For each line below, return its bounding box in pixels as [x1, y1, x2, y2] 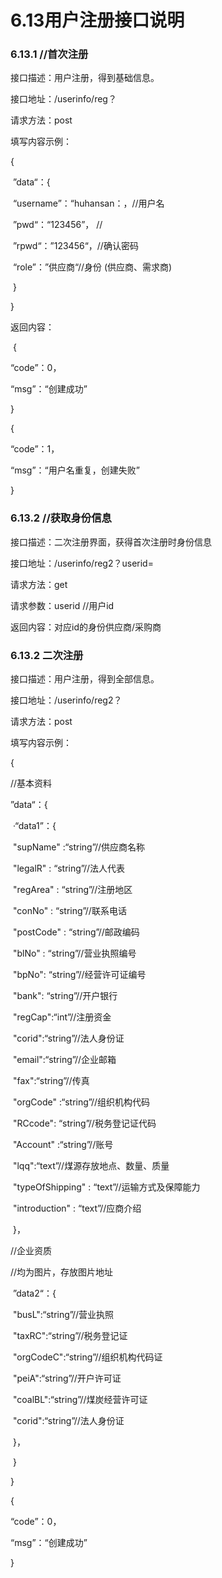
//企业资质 [10, 1245, 53, 1257]
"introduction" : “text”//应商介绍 [12, 1202, 142, 1215]
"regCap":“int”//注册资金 [12, 1011, 112, 1023]
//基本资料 [10, 777, 53, 790]
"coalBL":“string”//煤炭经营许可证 [12, 1394, 148, 1406]
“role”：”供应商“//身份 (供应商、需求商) [12, 261, 173, 273]
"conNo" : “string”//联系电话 [12, 905, 127, 917]
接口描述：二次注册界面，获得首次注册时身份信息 [10, 536, 212, 548]
